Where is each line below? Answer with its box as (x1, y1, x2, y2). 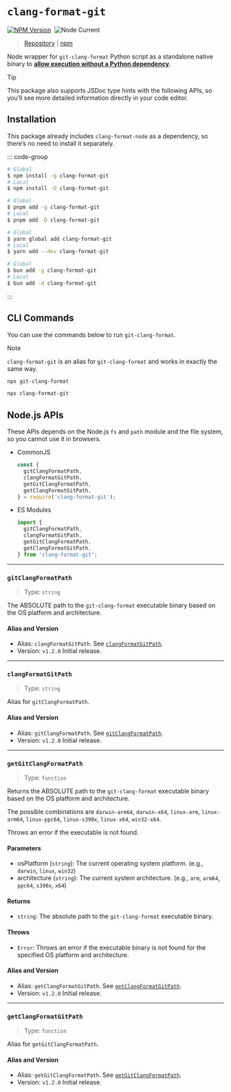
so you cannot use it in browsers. (7, 435, 102, 443)
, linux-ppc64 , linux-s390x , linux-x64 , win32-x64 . (22, 815, 162, 823)
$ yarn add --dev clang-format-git (7, 248, 109, 255)
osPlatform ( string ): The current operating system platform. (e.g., (16, 859, 204, 868)
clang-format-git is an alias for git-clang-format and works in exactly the (7, 357, 218, 365)
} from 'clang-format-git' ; (16, 551, 98, 558)
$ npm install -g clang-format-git (7, 172, 109, 179)
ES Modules (16, 506, 52, 514)
